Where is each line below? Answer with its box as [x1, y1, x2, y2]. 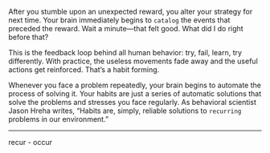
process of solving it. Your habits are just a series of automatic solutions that [8, 89, 262, 99]
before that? [8, 32, 49, 42]
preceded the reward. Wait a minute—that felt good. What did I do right [8, 24, 243, 33]
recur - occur [8, 138, 53, 147]
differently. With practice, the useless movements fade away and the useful [8, 56, 259, 66]
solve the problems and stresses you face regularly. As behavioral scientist [8, 98, 257, 107]
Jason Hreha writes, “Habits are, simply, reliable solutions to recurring [8, 106, 242, 115]
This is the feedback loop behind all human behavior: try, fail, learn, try [8, 48, 243, 57]
